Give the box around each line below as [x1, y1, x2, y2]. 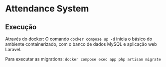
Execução [5, 23, 37, 31]
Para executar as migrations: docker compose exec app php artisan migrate [5, 56, 161, 62]
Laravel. [5, 47, 21, 52]
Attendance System [5, 3, 89, 14]
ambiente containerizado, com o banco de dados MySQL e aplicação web [5, 41, 157, 47]
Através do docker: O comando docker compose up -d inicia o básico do [5, 36, 153, 42]
